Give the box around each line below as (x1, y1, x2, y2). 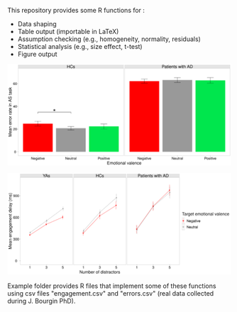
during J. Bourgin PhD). (7, 296, 76, 305)
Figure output (17, 50, 58, 58)
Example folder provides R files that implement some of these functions (7, 282, 216, 290)
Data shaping (17, 20, 57, 28)
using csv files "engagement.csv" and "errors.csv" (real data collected (7, 289, 214, 297)
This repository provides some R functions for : (7, 6, 145, 14)
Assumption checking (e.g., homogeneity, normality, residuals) (17, 35, 201, 43)
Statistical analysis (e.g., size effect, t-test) (17, 43, 143, 50)
